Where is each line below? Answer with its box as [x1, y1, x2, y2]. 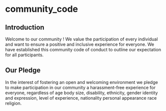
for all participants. [5, 52, 44, 58]
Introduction [5, 23, 45, 32]
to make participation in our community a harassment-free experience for [5, 84, 156, 90]
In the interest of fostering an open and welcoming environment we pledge [5, 79, 158, 85]
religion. [5, 100, 22, 106]
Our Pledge [5, 66, 41, 74]
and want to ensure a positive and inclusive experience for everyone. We [5, 41, 155, 47]
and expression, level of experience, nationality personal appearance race [5, 95, 157, 101]
